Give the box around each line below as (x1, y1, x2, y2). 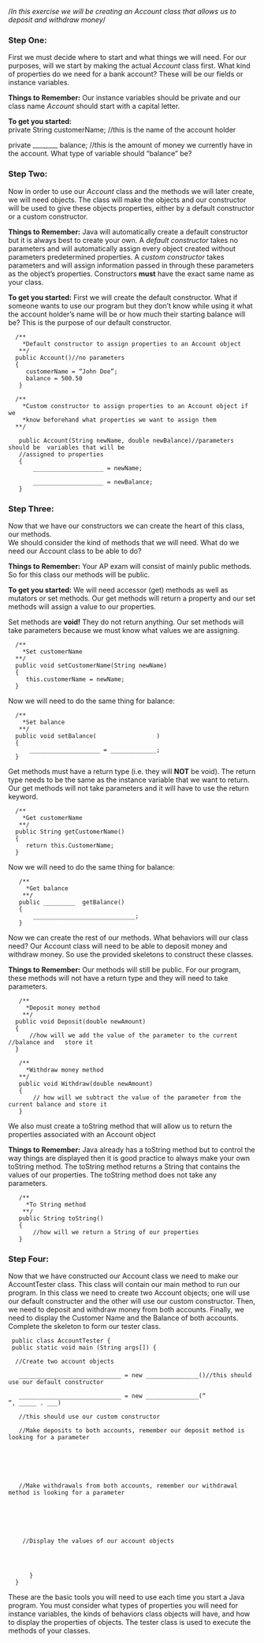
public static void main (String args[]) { (11, 1344, 157, 1352)
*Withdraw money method (25, 1065, 104, 1074)
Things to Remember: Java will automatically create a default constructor (8, 226, 248, 236)
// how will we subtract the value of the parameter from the (32, 1093, 242, 1102)
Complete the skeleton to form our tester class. (8, 1322, 162, 1331)
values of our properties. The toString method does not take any (8, 1170, 217, 1179)
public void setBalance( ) (15, 732, 160, 740)
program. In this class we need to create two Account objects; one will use (8, 1288, 251, 1297)
